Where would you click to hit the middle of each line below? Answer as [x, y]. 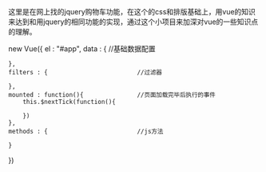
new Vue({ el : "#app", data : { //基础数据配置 [82, 49]
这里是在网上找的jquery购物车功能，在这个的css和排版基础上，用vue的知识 [132, 12]
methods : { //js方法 [86, 131]
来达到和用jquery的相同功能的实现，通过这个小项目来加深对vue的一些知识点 [133, 22]
